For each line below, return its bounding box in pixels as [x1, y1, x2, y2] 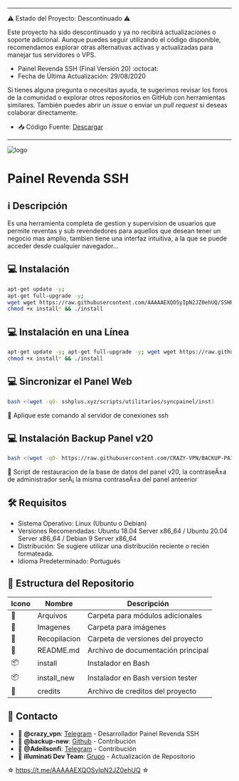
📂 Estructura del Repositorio [7, 578, 134, 590]
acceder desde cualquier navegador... [7, 242, 119, 250]
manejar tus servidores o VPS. [7, 51, 96, 59]
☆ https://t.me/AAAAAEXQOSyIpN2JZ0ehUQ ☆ [7, 765, 149, 774]
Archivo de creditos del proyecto [87, 686, 197, 696]
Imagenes [37, 622, 71, 632]
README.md [37, 645, 80, 655]
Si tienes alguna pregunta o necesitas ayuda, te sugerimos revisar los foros [7, 86, 228, 94]
